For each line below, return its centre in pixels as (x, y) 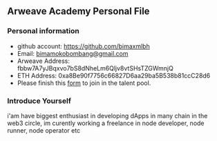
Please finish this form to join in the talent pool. (84, 83)
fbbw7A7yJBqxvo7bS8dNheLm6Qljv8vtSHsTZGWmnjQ (95, 68)
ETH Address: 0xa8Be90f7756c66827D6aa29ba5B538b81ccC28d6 (114, 75)
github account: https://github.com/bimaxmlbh (83, 46)
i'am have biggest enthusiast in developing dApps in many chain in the (107, 115)
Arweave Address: (44, 61)
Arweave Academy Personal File (78, 11)
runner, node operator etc (44, 130)
